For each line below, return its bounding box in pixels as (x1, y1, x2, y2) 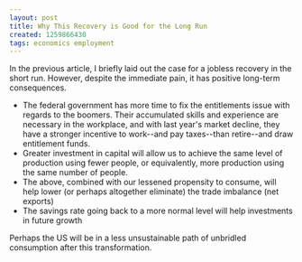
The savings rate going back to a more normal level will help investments (22, 205, 293, 217)
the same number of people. (22, 167, 128, 178)
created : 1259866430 (9, 30, 87, 39)
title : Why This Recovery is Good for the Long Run (9, 22, 207, 31)
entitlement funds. (22, 138, 91, 149)
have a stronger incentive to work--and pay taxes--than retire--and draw (22, 128, 294, 140)
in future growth (22, 215, 83, 226)
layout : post (9, 13, 59, 23)
